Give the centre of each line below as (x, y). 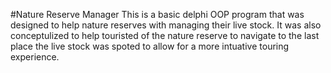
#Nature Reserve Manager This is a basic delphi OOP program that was (157, 14)
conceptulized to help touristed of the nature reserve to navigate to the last (165, 35)
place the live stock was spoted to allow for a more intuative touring (150, 46)
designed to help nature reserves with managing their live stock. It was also (166, 25)
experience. (35, 57)
